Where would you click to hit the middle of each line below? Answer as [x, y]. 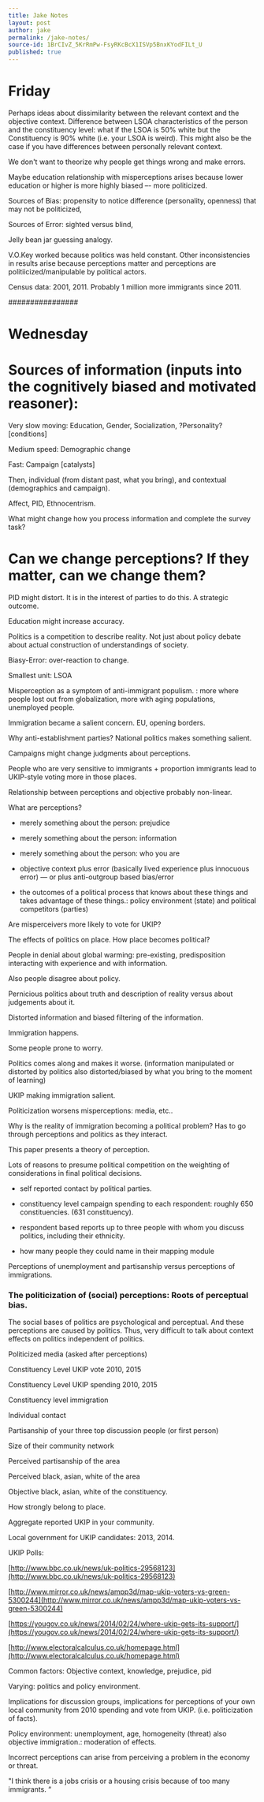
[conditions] [28, 434]
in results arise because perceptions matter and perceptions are [112, 263]
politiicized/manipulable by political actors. [78, 271]
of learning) [27, 1080]
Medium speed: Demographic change [70, 450]
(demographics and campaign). [59, 488]
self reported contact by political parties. [86, 1188]
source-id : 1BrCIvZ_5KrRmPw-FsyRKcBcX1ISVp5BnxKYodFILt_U [105, 45]
